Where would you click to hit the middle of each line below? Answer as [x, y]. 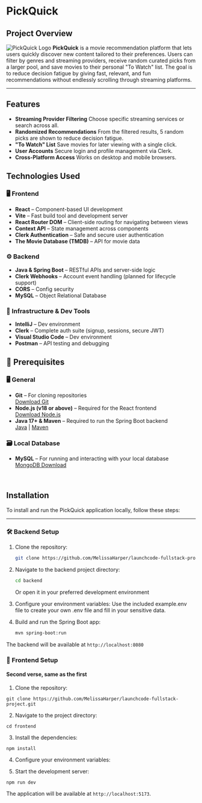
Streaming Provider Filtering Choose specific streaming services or [99, 119]
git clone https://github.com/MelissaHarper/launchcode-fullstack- [93, 699]
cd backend [29, 581]
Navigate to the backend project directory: [67, 570]
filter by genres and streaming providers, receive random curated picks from [101, 61]
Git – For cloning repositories [51, 395]
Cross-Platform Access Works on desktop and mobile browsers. [96, 157]
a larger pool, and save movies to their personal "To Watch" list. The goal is [99, 67]
